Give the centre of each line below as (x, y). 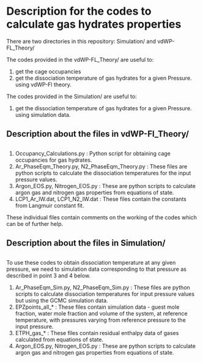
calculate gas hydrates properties (94, 24)
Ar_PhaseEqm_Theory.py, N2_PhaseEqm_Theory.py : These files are (101, 166)
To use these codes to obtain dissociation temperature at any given (91, 262)
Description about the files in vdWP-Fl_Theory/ (98, 134)
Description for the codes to (79, 11)
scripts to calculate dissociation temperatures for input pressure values (105, 294)
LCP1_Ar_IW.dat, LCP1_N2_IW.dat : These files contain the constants (101, 199)
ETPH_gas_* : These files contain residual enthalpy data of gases (97, 333)
